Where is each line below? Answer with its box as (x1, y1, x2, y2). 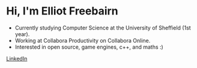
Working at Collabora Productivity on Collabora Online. (14, 37, 151, 44)
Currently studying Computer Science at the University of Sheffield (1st (14, 24, 191, 31)
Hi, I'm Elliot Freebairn (6, 4, 118, 18)
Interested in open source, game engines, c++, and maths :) (14, 43, 163, 51)
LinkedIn (6, 55, 28, 62)
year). (14, 30, 30, 37)
